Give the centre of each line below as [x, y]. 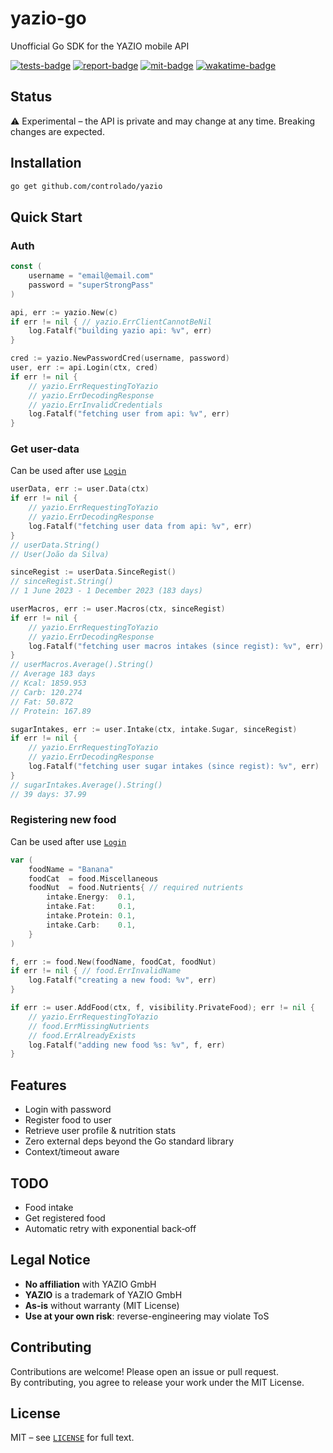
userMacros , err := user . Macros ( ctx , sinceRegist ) [118, 609]
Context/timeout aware [72, 1152]
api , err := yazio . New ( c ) [64, 312]
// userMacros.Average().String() [82, 665]
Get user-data [45, 449]
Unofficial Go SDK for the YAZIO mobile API [100, 46]
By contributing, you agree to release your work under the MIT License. [157, 1382]
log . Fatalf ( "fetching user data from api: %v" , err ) [140, 526]
